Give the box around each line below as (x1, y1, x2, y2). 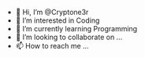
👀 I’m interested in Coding (15, 16, 100, 25)
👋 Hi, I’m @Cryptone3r (15, 8, 89, 16)
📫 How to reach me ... (15, 42, 89, 50)
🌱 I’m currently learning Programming (15, 24, 138, 33)
